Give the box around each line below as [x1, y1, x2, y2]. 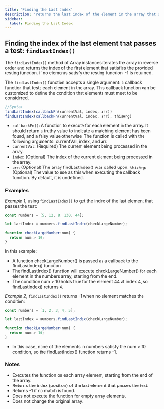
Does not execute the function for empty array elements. [12, 393, 126, 399]
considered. [5, 95, 29, 101]
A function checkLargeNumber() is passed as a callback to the [12, 258, 138, 264]
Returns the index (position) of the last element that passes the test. [12, 383, 149, 388]
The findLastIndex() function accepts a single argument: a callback [5, 79, 143, 86]
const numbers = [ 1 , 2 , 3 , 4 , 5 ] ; [5, 308, 76, 313]
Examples [5, 187, 29, 193]
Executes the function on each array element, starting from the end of [12, 372, 153, 378]
